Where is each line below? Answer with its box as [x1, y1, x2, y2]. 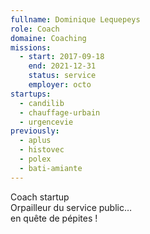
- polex [19, 154, 52, 164]
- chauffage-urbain [19, 107, 101, 118]
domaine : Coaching [10, 33, 87, 43]
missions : [10, 42, 52, 53]
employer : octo [28, 80, 92, 90]
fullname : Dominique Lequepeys [10, 14, 141, 25]
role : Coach [10, 24, 60, 34]
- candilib [19, 98, 65, 108]
